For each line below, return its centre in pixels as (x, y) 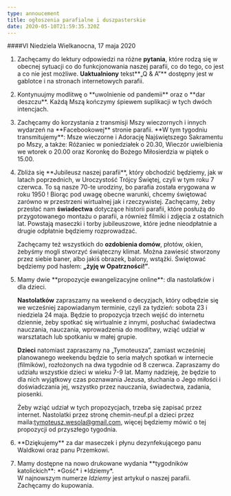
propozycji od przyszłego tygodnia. (67, 430)
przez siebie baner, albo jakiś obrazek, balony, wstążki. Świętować (111, 259)
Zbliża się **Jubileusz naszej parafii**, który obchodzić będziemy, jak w (120, 172)
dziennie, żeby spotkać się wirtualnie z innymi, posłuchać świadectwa (116, 322)
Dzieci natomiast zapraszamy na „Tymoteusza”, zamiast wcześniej (111, 350)
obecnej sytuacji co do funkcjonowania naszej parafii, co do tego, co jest (120, 67)
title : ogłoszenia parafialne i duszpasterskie (77, 20)
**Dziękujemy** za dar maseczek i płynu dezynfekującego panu (109, 443)
